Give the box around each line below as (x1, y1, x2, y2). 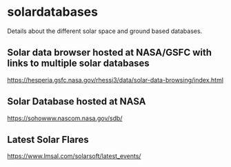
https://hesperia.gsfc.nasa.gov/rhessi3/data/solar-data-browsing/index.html (7, 76, 224, 84)
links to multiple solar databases (7, 58, 150, 69)
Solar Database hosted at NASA (7, 96, 146, 107)
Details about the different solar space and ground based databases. (7, 27, 203, 35)
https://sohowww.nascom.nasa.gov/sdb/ (7, 114, 123, 122)
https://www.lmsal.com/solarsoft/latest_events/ (7, 152, 141, 160)
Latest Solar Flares (7, 133, 90, 145)
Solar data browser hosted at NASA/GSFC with (7, 47, 212, 58)
